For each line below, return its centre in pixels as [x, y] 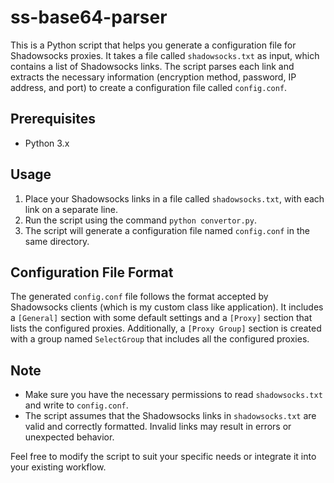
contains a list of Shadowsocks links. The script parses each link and [152, 66]
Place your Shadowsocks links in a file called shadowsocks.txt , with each [174, 198]
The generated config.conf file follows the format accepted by [139, 297]
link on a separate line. [71, 209]
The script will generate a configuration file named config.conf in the [167, 230]
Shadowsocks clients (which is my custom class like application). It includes [167, 307]
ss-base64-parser [89, 17]
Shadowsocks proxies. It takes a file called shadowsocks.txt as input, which [165, 55]
